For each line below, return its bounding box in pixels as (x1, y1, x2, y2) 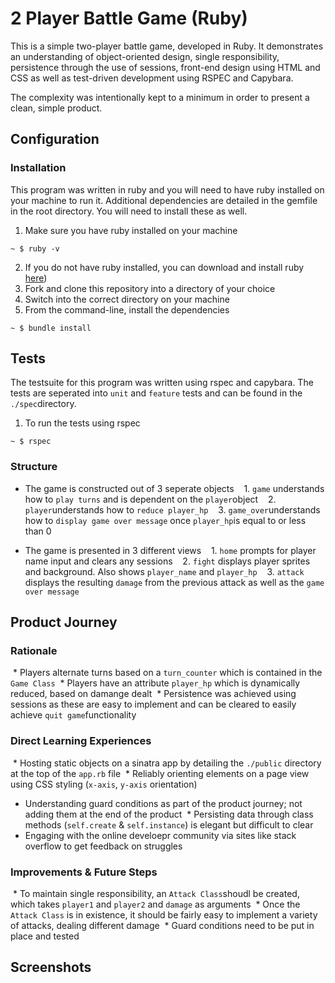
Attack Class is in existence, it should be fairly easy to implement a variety (10, 909, 318, 921)
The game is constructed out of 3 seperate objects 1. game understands (24, 482, 325, 494)
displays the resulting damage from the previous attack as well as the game (24, 576, 325, 588)
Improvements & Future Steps (10, 865, 158, 879)
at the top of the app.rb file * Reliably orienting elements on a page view (10, 767, 310, 779)
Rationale (10, 644, 58, 658)
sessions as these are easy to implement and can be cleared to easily (10, 698, 297, 711)
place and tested (10, 930, 80, 942)
